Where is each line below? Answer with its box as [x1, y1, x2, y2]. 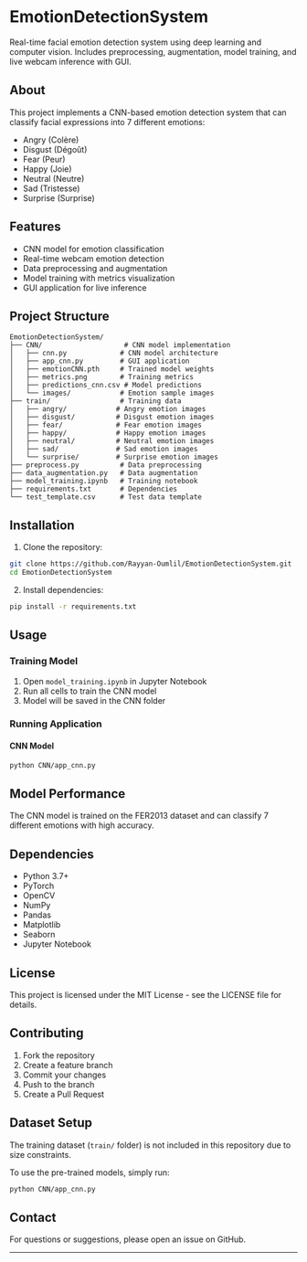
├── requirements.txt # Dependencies [9, 484, 178, 494]
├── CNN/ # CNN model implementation [9, 341, 231, 350]
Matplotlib [22, 919, 61, 930]
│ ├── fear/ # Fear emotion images [9, 420, 203, 430]
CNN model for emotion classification [22, 243, 164, 254]
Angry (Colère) [22, 134, 79, 145]
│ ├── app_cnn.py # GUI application [9, 356, 190, 366]
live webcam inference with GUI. [9, 56, 132, 67]
